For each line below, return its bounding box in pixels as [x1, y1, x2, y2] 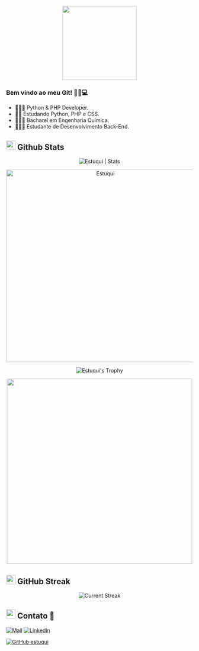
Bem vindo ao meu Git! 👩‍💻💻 [6, 88, 88, 97]
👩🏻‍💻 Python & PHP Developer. [14, 104, 89, 111]
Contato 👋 [17, 611, 55, 621]
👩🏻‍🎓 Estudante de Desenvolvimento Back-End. [14, 123, 129, 130]
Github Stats [17, 142, 65, 152]
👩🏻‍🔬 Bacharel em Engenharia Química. [14, 117, 110, 124]
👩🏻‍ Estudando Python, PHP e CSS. [14, 110, 99, 118]
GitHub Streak [17, 576, 70, 586]
